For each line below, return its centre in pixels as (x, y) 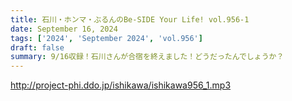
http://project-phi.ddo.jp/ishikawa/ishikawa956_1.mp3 (121, 85)
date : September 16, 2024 (64, 29)
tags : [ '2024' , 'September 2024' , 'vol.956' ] (106, 38)
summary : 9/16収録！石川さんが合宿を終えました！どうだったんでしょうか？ (147, 57)
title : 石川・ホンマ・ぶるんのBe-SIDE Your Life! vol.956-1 (130, 19)
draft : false (37, 47)
